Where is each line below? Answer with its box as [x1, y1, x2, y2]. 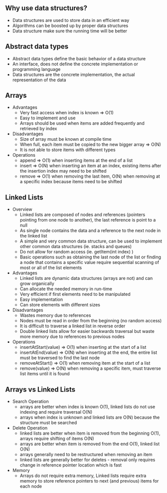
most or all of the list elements [19, 264, 82, 271]
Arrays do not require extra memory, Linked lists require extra [19, 473, 147, 479]
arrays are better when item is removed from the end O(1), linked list [19, 441, 160, 447]
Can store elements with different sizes [19, 302, 101, 308]
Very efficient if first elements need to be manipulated [19, 291, 131, 297]
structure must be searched [19, 420, 77, 426]
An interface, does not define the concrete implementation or [12, 61, 139, 67]
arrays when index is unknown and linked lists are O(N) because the [19, 414, 160, 421]
